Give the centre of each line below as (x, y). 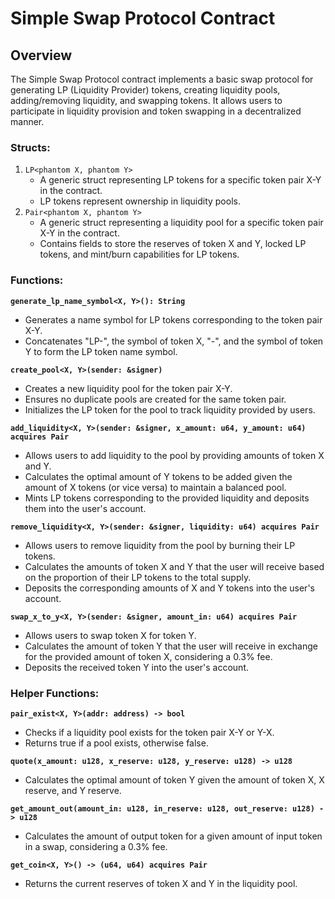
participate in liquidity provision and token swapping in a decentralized (156, 111)
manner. (27, 121)
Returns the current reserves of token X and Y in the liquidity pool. (161, 883)
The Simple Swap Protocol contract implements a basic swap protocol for (162, 79)
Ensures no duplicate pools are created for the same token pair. (155, 399)
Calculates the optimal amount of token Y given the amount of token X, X (174, 779)
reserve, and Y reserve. (73, 790)
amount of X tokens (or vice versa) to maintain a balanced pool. (155, 487)
